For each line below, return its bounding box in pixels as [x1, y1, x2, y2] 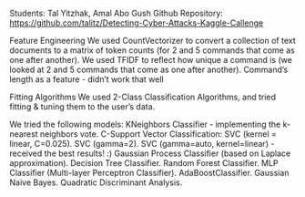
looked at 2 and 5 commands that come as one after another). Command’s [9, 64, 289, 75]
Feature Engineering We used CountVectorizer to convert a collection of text [9, 36, 296, 46]
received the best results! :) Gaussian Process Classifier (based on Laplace [9, 148, 291, 159]
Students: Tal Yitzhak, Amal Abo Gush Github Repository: [9, 8, 223, 18]
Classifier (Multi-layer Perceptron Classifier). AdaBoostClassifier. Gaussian [9, 168, 290, 178]
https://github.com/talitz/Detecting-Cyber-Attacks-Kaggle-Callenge [9, 17, 264, 28]
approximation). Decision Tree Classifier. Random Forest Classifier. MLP [9, 158, 280, 168]
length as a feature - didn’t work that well [9, 74, 164, 85]
